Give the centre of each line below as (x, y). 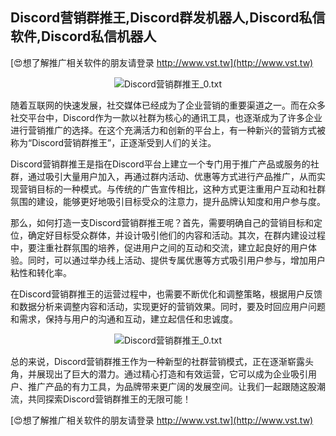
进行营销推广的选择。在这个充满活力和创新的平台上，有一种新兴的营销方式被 (168, 130)
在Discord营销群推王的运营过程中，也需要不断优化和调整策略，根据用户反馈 (166, 294)
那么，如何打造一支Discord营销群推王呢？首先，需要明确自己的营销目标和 (162, 222)
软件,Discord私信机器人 (83, 36)
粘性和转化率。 (41, 272)
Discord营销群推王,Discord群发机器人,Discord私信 (168, 18)
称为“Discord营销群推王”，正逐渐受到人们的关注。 (113, 142)
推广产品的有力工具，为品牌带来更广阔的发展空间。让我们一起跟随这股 (172, 386)
